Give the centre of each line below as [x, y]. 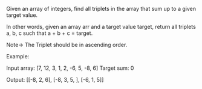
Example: [18, 56]
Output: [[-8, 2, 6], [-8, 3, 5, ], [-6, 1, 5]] [55, 80]
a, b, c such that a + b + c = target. [50, 33]
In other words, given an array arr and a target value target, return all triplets [101, 27]
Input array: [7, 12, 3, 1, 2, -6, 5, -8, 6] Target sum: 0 [70, 68]
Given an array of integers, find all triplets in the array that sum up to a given [101, 9]
